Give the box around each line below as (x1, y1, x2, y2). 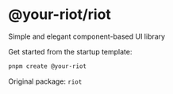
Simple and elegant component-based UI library (8, 32, 165, 41)
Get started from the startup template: (8, 47, 133, 56)
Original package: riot (8, 77, 83, 86)
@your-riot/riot (8, 6, 111, 24)
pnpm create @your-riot (8, 62, 87, 70)
